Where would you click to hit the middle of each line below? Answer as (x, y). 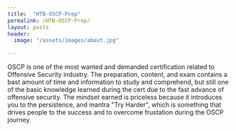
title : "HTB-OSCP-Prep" (44, 14)
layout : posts (28, 27)
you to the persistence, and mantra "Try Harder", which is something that (114, 105)
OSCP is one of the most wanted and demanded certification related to (111, 67)
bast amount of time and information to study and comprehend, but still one (118, 82)
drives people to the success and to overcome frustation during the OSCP (116, 112)
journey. (19, 120)
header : (19, 34)
